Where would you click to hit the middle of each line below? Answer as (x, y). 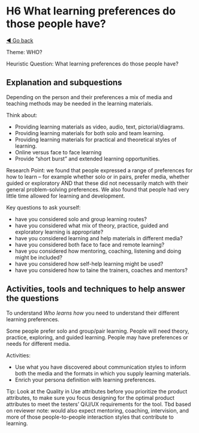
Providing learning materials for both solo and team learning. (90, 133)
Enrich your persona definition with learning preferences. (85, 380)
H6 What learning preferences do (91, 11)
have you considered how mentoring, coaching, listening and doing (98, 251)
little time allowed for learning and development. (66, 196)
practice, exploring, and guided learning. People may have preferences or (97, 337)
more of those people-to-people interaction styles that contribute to (90, 417)
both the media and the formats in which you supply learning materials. (102, 373)
